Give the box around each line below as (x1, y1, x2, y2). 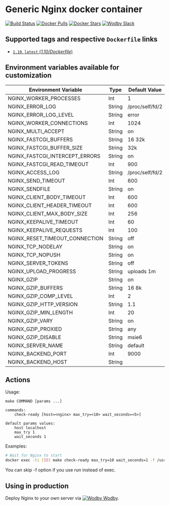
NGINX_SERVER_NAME (8, 342, 63, 349)
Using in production (5, 482, 69, 490)
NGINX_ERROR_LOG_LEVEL (8, 111, 74, 118)
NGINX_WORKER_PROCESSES (8, 95, 81, 102)
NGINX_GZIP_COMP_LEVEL (8, 293, 73, 300)
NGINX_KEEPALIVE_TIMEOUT (8, 218, 78, 225)
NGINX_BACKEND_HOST (8, 358, 67, 366)
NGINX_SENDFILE (8, 185, 51, 192)
